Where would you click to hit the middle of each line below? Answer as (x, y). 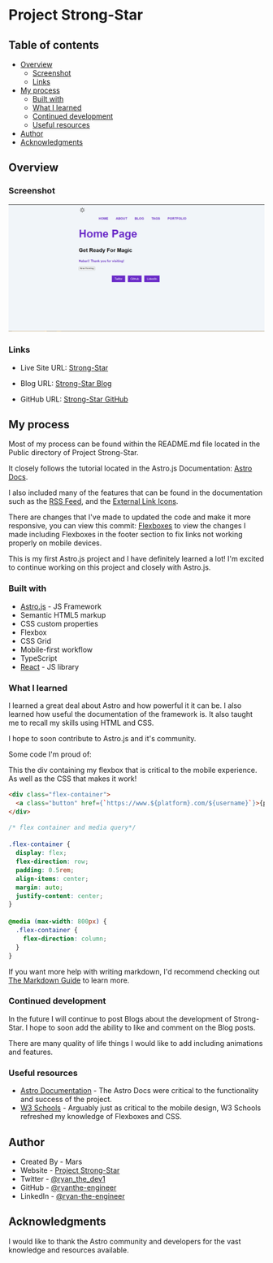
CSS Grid (35, 640)
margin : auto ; (39, 888)
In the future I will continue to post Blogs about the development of (120, 1018)
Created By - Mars (51, 1161)
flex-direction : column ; (65, 939)
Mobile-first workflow (56, 649)
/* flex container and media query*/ (72, 827)
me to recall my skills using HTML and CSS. (81, 723)
